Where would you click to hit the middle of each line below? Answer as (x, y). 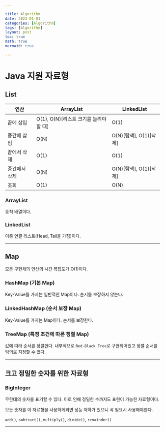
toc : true (15, 37)
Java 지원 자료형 (37, 76)
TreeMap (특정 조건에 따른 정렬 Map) (47, 334)
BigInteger (18, 388)
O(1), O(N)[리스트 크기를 (64, 119)
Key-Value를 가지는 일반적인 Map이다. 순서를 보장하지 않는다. (64, 294)
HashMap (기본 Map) (30, 283)
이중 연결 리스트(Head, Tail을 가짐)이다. (43, 236)
